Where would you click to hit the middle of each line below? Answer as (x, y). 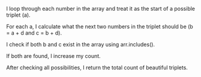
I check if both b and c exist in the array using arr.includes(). (80, 44)
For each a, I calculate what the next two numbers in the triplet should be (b (100, 27)
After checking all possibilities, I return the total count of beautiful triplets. (97, 67)
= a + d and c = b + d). (34, 33)
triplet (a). (19, 15)
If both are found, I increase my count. (53, 56)
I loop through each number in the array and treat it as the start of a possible (101, 9)
